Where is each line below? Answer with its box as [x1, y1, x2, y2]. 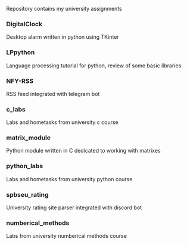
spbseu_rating [6, 190, 49, 199]
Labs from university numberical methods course [6, 232, 127, 240]
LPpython [6, 48, 35, 57]
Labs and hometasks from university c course [6, 119, 119, 126]
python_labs [6, 162, 43, 170]
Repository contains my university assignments [6, 5, 122, 12]
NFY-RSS [6, 77, 34, 85]
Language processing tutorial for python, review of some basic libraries [6, 62, 182, 69]
